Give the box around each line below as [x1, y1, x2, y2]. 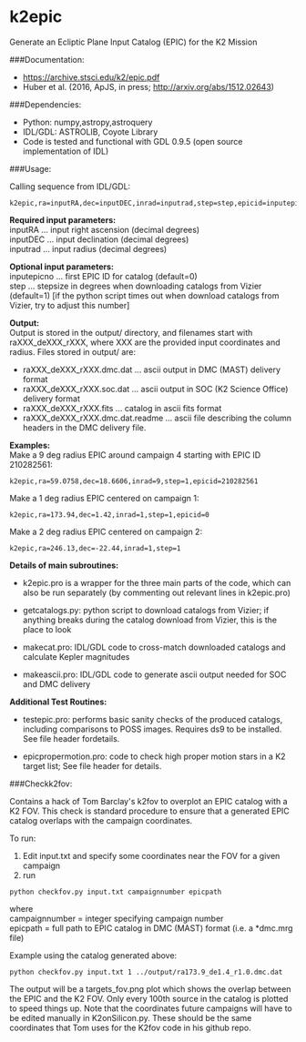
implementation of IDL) [22, 146, 109, 157]
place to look [22, 623, 72, 634]
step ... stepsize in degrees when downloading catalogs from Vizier [9, 280, 262, 291]
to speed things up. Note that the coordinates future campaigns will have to [9, 1003, 293, 1014]
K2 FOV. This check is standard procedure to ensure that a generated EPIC [9, 805, 290, 816]
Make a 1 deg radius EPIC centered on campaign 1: [9, 492, 199, 503]
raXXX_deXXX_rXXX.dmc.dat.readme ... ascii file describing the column [22, 412, 292, 423]
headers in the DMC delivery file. [22, 421, 147, 433]
